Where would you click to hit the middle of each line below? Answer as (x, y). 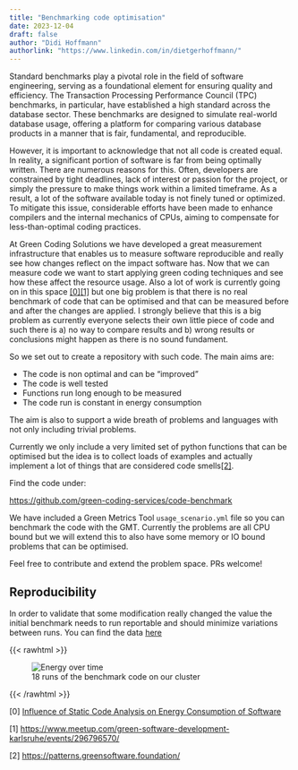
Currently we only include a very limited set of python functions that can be (149, 447)
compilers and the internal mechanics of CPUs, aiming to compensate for (144, 218)
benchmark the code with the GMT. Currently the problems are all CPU (140, 527)
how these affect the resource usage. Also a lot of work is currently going (145, 282)
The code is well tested (65, 384)
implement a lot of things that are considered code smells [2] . (122, 466)
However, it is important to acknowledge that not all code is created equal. (146, 151)
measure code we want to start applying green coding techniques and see (146, 273)
